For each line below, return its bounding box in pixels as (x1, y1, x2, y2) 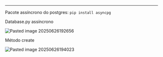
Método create (5, 37, 35, 43)
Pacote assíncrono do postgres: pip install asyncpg (5, 10, 111, 15)
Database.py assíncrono (5, 19, 54, 24)
